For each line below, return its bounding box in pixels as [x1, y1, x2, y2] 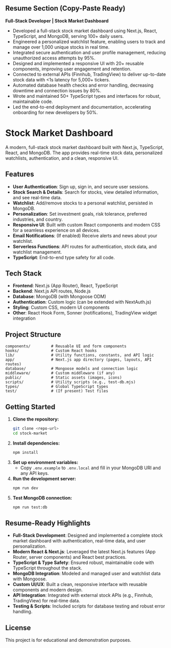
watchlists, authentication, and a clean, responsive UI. [5, 155, 119, 161]
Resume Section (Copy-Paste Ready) [5, 4, 126, 13]
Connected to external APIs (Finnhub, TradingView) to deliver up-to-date [12, 71, 166, 77]
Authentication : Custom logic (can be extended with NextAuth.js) [12, 299, 152, 305]
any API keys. [20, 470, 50, 476]
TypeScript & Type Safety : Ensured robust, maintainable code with [12, 559, 154, 566]
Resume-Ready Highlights [5, 518, 91, 527]
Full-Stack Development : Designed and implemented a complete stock [12, 532, 163, 538]
